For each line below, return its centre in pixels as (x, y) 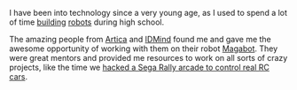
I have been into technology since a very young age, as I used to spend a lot (148, 13)
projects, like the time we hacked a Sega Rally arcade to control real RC (140, 67)
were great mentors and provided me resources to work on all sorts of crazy (148, 58)
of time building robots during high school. (87, 22)
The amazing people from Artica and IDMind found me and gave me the (141, 39)
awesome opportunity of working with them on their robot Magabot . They (144, 49)
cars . (19, 77)
